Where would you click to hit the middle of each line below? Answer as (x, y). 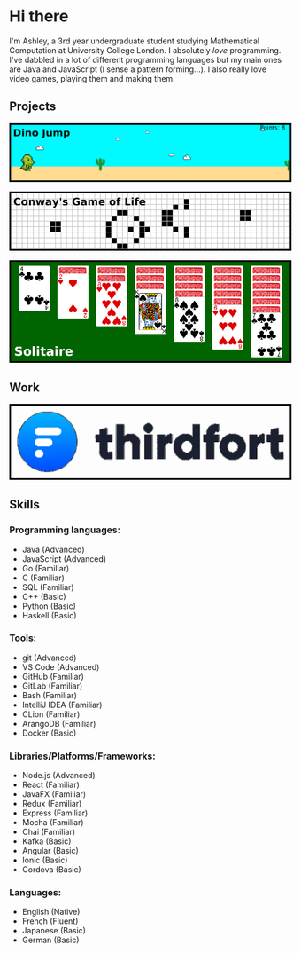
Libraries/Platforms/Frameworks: (83, 756)
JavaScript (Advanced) (64, 559)
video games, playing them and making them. (92, 78)
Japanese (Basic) (54, 931)
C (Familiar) (43, 578)
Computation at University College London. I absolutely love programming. (145, 50)
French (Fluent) (50, 921)
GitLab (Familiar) (52, 686)
